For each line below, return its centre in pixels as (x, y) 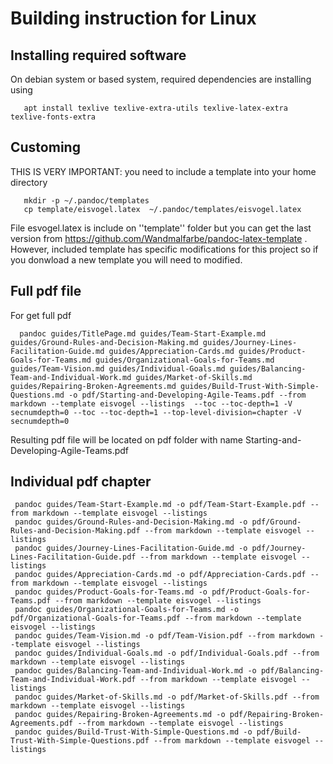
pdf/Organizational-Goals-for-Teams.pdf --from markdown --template (156, 618)
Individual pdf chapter (81, 482)
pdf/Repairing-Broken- (277, 715)
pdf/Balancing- (292, 671)
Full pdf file (46, 291)
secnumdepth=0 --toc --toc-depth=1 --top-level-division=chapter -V (156, 412)
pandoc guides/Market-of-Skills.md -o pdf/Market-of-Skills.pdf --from (167, 697)
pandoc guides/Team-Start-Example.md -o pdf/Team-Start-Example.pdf (160, 505)
